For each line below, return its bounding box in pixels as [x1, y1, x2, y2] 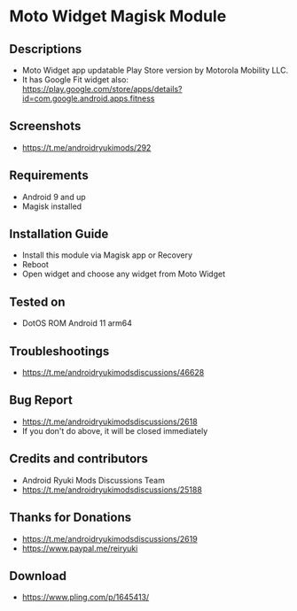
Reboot [21, 259, 49, 270]
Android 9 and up [21, 191, 86, 202]
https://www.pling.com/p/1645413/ [21, 592, 150, 603]
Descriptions [9, 42, 82, 57]
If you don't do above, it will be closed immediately [21, 425, 208, 436]
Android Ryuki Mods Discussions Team [21, 475, 166, 485]
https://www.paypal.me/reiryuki [21, 543, 138, 553]
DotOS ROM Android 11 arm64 [21, 318, 133, 329]
